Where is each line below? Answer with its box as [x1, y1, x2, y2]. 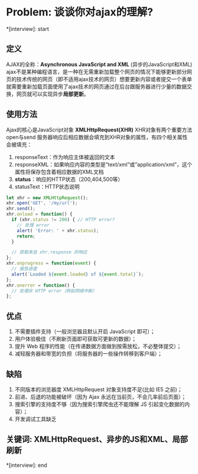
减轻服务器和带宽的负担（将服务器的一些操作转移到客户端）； [14, 350, 163, 358]
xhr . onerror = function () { [6, 282, 76, 288]
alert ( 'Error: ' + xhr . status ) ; [17, 228, 99, 233]
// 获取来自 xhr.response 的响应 [11, 249, 87, 255]
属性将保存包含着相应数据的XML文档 [14, 168, 104, 175]
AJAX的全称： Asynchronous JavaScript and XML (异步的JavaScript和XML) [6, 60, 193, 68]
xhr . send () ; [6, 206, 35, 212]
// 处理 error [17, 222, 50, 228]
